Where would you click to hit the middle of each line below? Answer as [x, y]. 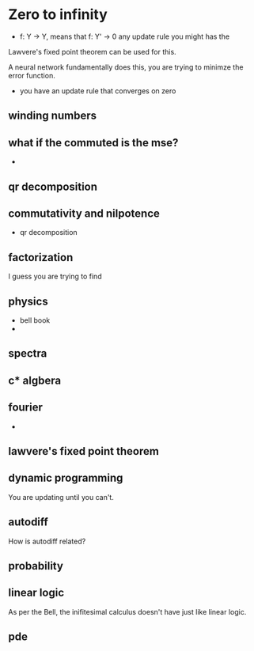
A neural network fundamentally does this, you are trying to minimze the [126, 67]
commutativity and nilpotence [84, 213]
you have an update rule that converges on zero [98, 91]
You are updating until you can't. [61, 497]
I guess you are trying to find [55, 276]
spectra [28, 354]
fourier [26, 408]
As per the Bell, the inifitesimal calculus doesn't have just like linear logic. [127, 611]
